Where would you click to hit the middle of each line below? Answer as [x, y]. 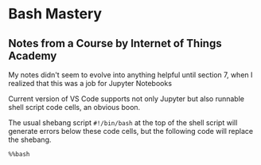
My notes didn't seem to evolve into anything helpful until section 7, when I [130, 75]
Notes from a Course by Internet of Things [115, 43]
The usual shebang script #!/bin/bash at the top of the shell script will [123, 123]
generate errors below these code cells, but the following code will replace [130, 131]
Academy [33, 55]
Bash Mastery [55, 14]
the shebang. [30, 139]
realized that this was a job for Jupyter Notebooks [90, 83]
